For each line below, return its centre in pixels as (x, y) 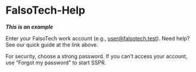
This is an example (29, 27)
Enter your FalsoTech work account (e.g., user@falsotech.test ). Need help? (98, 38)
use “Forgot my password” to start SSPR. (56, 62)
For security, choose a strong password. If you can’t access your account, (97, 56)
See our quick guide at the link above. (52, 45)
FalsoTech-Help (46, 10)
